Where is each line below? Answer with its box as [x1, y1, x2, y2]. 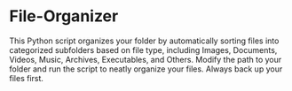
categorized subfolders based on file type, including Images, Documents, [9, 44, 278, 55]
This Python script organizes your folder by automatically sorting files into [9, 35, 280, 46]
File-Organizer [9, 6, 119, 27]
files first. [9, 72, 44, 83]
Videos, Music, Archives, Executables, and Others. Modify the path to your [9, 54, 282, 64]
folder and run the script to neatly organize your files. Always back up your [9, 64, 283, 74]
